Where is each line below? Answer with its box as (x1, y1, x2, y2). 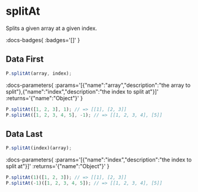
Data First (6, 54, 44, 65)
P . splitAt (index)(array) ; (6, 145, 72, 151)
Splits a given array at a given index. (6, 24, 97, 32)
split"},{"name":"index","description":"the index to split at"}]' (6, 87, 159, 95)
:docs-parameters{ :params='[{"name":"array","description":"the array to (6, 81, 191, 89)
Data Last (6, 128, 43, 139)
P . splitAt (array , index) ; (6, 70, 72, 76)
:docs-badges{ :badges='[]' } (6, 36, 80, 43)
